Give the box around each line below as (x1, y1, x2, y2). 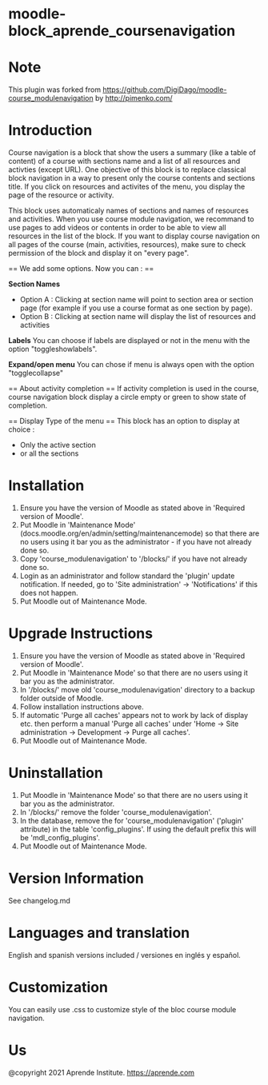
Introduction (8, 122, 93, 140)
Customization (8, 978, 108, 996)
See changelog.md (8, 896, 70, 905)
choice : (8, 425, 35, 434)
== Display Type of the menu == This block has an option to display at (8, 417, 240, 426)
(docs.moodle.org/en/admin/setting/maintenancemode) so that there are (19, 529, 260, 538)
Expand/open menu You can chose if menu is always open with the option (8, 360, 254, 369)
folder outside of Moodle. (19, 693, 104, 703)
